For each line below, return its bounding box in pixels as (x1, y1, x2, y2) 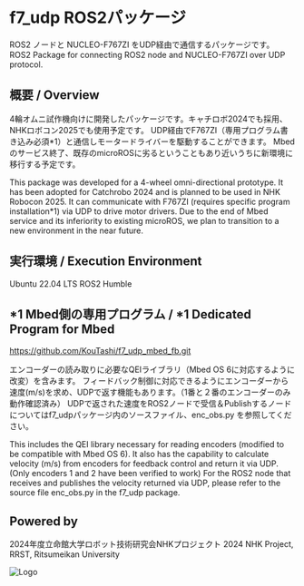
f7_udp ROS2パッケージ (9, 7, 187, 28)
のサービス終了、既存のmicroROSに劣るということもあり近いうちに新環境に (9, 147, 293, 158)
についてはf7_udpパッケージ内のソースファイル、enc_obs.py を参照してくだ (9, 409, 292, 421)
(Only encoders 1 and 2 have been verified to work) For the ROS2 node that (9, 468, 291, 479)
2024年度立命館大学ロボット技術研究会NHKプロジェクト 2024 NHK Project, (9, 539, 294, 550)
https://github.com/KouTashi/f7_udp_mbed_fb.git (9, 346, 191, 356)
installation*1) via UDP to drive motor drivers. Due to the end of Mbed (9, 205, 269, 217)
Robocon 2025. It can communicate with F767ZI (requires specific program (9, 196, 290, 207)
